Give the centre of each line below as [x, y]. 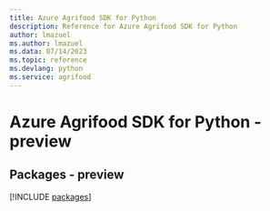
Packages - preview [67, 175]
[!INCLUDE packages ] [50, 196]
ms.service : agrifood [50, 77]
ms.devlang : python [46, 69]
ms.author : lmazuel [46, 43]
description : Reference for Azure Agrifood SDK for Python [124, 26]
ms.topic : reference [49, 60]
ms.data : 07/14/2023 [49, 52]
